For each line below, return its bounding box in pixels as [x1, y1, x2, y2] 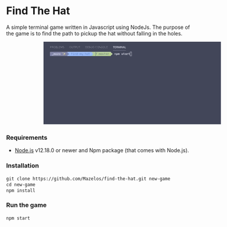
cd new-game [6, 182, 35, 187]
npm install [6, 187, 35, 193]
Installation [6, 162, 40, 170]
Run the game [6, 201, 47, 209]
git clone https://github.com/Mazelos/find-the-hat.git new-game [6, 176, 170, 182]
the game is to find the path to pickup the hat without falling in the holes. [6, 29, 183, 37]
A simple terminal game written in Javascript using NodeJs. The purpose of [6, 24, 190, 31]
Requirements [6, 133, 48, 142]
